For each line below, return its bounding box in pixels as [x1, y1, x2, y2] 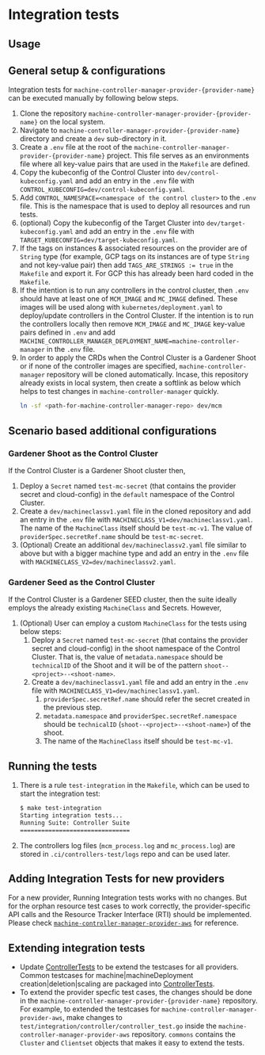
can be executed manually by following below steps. [8, 94, 180, 103]
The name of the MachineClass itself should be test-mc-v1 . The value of [19, 523, 252, 533]
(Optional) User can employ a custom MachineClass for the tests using [19, 618, 248, 628]
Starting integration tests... [19, 811, 123, 820]
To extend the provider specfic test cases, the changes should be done [19, 988, 252, 997]
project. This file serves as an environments [106, 151, 249, 160]
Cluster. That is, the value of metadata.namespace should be [31, 652, 223, 662]
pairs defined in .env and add [19, 327, 116, 338]
